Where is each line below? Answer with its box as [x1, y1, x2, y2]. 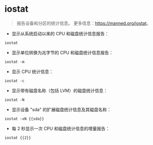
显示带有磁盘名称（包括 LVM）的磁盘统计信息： [11, 87, 108, 94]
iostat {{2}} [4, 135, 31, 140]
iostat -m [4, 59, 25, 64]
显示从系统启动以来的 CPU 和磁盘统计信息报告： [11, 30, 109, 36]
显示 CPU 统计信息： [11, 69, 54, 74]
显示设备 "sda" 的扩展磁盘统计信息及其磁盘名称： [11, 106, 111, 112]
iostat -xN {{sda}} [4, 116, 44, 121]
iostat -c [4, 78, 25, 83]
